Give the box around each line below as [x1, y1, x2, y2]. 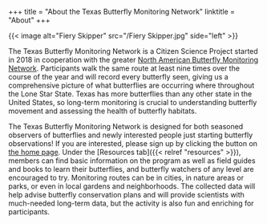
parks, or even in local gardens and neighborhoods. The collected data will [8, 181, 256, 191]
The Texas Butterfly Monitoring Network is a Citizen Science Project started [8, 47, 258, 55]
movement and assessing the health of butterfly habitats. [8, 106, 197, 116]
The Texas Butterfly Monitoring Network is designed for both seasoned [8, 122, 244, 131]
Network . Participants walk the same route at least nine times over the [8, 63, 241, 73]
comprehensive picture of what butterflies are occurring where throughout [8, 80, 255, 90]
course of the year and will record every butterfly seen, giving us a [8, 72, 229, 81]
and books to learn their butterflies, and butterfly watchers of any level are [8, 165, 254, 173]
